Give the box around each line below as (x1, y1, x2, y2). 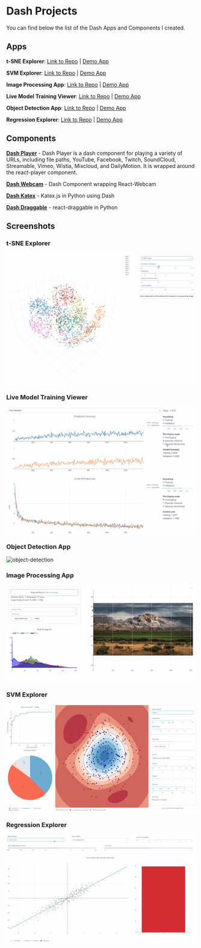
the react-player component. (6, 169, 78, 176)
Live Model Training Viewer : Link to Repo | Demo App (6, 92, 141, 100)
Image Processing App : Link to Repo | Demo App (6, 81, 129, 88)
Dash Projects (6, 4, 78, 18)
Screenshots (6, 221, 55, 231)
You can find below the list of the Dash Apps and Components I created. (6, 24, 185, 31)
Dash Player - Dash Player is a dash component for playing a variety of (6, 149, 183, 157)
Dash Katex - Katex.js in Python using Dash (6, 192, 115, 199)
